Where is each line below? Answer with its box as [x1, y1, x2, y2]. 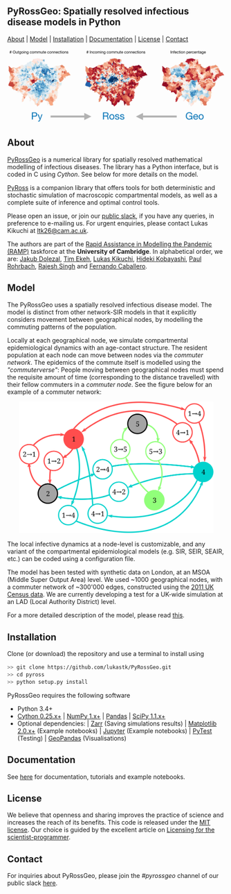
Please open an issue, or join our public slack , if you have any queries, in [7, 212, 214, 220]
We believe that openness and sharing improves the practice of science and [7, 811, 224, 819]
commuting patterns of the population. [7, 323, 118, 331]
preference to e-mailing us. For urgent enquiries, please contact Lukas [7, 218, 208, 227]
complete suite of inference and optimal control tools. [7, 198, 160, 207]
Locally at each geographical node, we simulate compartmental [7, 336, 188, 344]
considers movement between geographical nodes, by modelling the [7, 315, 203, 323]
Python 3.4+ [17, 704, 53, 713]
